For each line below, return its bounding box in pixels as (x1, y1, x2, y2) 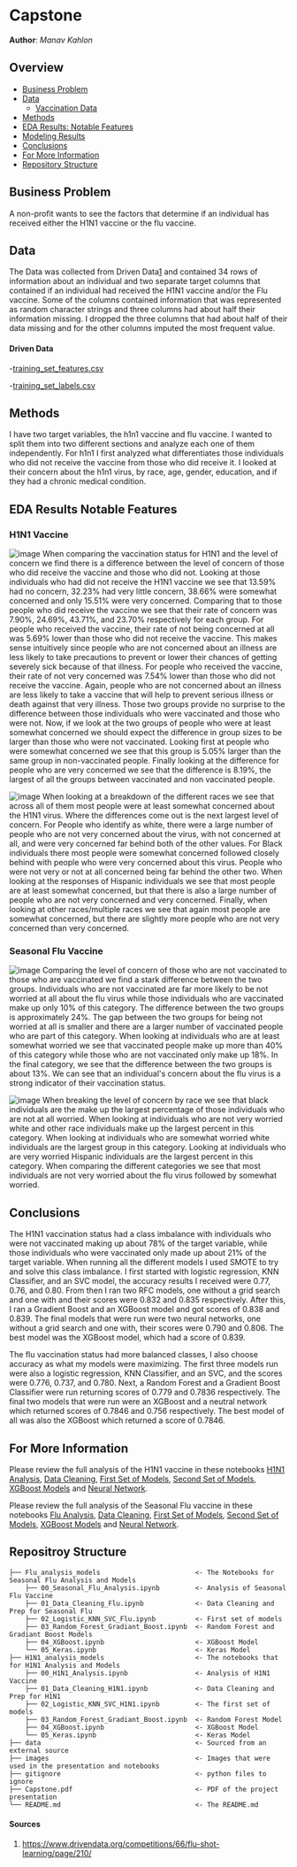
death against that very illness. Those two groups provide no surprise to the (9, 699, 286, 710)
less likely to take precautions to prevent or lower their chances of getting (9, 652, 278, 663)
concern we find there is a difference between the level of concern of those (9, 558, 285, 569)
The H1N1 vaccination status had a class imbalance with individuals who (9, 1229, 271, 1240)
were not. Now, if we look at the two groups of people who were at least (9, 718, 271, 728)
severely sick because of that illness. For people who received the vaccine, (9, 661, 283, 672)
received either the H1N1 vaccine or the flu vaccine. (9, 218, 197, 228)
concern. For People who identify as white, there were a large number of (9, 819, 274, 830)
